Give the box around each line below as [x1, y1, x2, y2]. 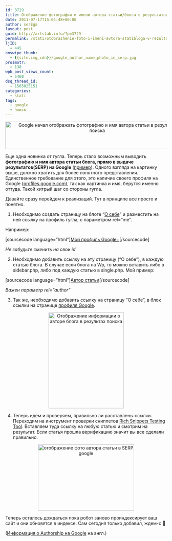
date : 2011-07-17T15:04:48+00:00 [5, 17, 77, 22]
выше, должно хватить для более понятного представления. [5, 170, 139, 175]
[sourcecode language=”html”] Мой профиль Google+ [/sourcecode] [5, 236, 149, 242]
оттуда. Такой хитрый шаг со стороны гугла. [5, 186, 102, 192]
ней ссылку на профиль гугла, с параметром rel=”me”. [12, 217, 132, 222]
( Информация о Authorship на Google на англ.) [5, 530, 107, 536]
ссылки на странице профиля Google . [12, 302, 96, 308]
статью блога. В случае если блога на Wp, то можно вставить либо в [12, 262, 165, 267]
